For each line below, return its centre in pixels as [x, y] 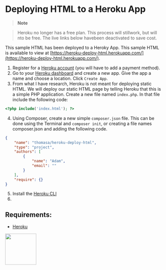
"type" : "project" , [34, 147]
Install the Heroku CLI [35, 194]
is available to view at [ [29, 53]
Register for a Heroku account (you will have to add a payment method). [86, 68]
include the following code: [40, 99]
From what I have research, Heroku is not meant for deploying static [82, 84]
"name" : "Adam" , [48, 161]
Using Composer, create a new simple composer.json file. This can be [83, 118]
